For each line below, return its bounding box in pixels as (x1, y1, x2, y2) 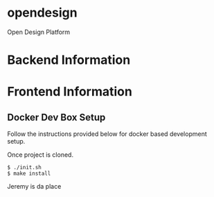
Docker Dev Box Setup (7, 111, 106, 123)
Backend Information (7, 52, 131, 68)
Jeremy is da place (7, 182, 62, 191)
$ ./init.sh (7, 164, 42, 171)
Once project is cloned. (7, 151, 74, 159)
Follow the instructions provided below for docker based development (7, 130, 207, 138)
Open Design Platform (7, 28, 71, 36)
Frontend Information (7, 84, 133, 100)
